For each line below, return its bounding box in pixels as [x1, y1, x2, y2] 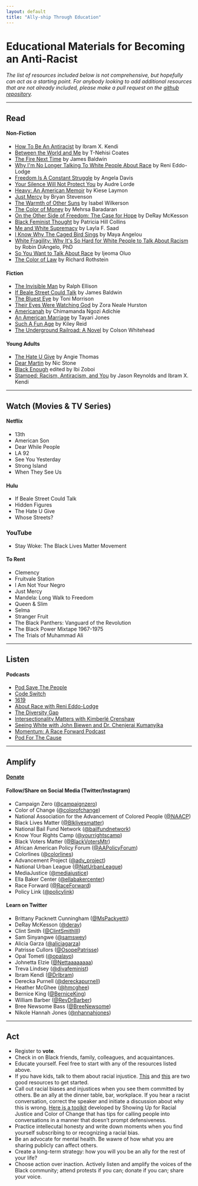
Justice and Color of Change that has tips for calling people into [14, 1110, 170, 1117]
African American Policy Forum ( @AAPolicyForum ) [14, 844, 138, 851]
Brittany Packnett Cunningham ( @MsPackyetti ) [14, 915, 129, 922]
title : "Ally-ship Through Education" [6, 14, 101, 20]
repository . [6, 90, 32, 98]
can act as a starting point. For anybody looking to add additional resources [6, 78, 192, 85]
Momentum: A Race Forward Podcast [14, 728, 106, 735]
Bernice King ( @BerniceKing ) [14, 990, 87, 997]
